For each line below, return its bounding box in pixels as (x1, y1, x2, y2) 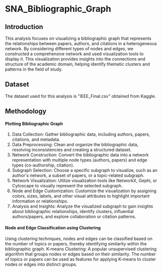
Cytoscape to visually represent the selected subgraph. (12, 183, 123, 189)
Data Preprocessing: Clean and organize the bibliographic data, (12, 142, 139, 148)
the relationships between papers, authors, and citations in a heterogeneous (5, 41, 157, 46)
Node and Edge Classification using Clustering (5, 225, 101, 230)
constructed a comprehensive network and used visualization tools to (5, 51, 144, 57)
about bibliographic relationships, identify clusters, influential (12, 209, 134, 214)
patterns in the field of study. (5, 66, 63, 72)
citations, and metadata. (12, 136, 60, 142)
